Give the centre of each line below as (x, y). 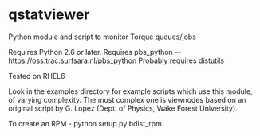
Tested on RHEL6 (37, 76)
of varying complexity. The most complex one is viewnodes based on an (127, 99)
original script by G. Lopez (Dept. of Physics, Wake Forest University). (123, 108)
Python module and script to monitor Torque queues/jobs (102, 37)
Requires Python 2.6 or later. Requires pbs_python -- (95, 52)
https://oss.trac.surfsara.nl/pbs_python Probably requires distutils (116, 60)
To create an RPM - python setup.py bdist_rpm (85, 123)
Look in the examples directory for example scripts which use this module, (130, 91)
